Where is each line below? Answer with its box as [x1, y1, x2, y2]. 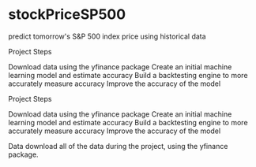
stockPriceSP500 [8, 6, 126, 24]
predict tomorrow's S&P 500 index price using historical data [8, 32, 207, 41]
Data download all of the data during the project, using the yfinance [8, 141, 228, 150]
